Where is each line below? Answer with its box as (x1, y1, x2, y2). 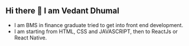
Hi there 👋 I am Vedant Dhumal (5, 6, 119, 16)
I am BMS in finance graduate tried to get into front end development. (14, 21, 184, 28)
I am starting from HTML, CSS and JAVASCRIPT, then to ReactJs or (14, 28, 178, 35)
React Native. (14, 34, 47, 41)
